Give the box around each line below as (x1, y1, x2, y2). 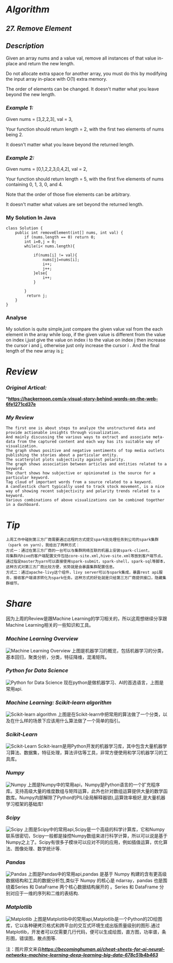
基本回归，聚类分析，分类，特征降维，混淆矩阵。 (6, 654, 109, 660)
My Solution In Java (6, 214, 56, 221)
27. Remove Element (6, 24, 72, 33)
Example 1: (6, 104, 34, 112)
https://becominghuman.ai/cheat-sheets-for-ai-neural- (42, 946, 165, 952)
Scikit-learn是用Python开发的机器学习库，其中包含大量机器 (37, 743, 163, 749)
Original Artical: (6, 384, 47, 391)
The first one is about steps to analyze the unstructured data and (6, 426, 156, 431)
